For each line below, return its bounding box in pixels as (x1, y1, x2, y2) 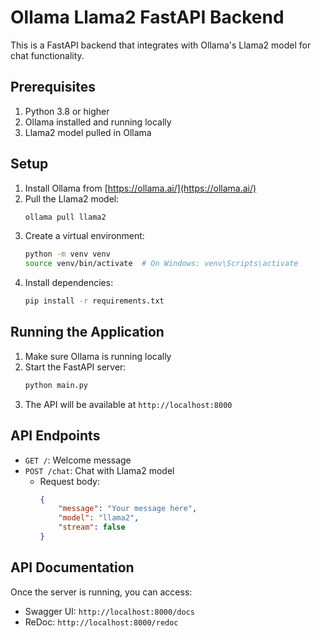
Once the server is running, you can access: (10, 586, 193, 598)
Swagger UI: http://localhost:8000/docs (24, 605, 195, 617)
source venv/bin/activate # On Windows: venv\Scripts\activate (24, 259, 299, 269)
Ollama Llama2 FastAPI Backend (10, 6, 285, 29)
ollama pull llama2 (24, 212, 107, 222)
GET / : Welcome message (24, 454, 132, 466)
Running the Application (10, 324, 165, 341)
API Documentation (10, 559, 135, 576)
